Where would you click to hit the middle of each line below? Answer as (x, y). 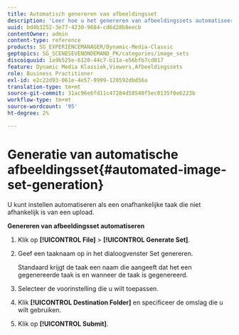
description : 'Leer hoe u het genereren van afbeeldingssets (100, 21)
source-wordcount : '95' (43, 107)
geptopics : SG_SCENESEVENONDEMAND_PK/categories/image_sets (99, 54)
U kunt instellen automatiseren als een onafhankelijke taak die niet (104, 204)
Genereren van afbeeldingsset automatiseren (76, 225)
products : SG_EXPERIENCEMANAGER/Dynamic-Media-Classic (90, 47)
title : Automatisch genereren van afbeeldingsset (83, 14)
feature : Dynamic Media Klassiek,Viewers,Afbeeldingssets (95, 67)
